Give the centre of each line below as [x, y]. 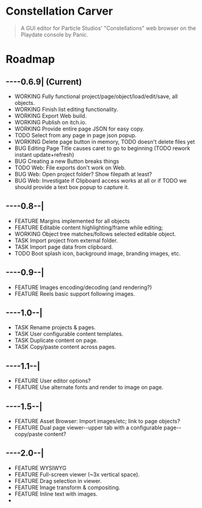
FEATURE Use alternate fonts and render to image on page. [89, 387]
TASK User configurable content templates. [69, 334]
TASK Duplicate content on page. [56, 340]
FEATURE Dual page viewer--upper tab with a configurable [88, 428]
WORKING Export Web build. [50, 116]
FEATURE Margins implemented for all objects [72, 221]
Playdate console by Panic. [54, 34]
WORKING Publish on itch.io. [50, 122]
